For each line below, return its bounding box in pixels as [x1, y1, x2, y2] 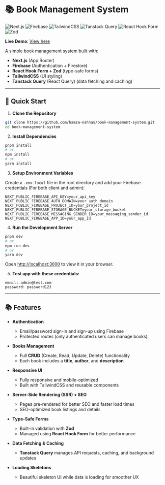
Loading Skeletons [12, 465, 52, 471]
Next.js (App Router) [12, 57, 55, 63]
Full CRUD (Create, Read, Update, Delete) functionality [19, 353, 130, 358]
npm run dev [5, 243, 29, 248]
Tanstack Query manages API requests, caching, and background [19, 450, 154, 456]
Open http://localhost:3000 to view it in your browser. [5, 261, 114, 267]
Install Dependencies [12, 133, 56, 139]
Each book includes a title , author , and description [19, 358, 124, 364]
